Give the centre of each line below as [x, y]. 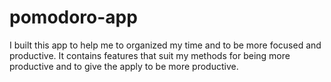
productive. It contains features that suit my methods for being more [150, 55]
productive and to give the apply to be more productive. [124, 66]
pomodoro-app [73, 17]
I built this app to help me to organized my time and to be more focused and [165, 45]
